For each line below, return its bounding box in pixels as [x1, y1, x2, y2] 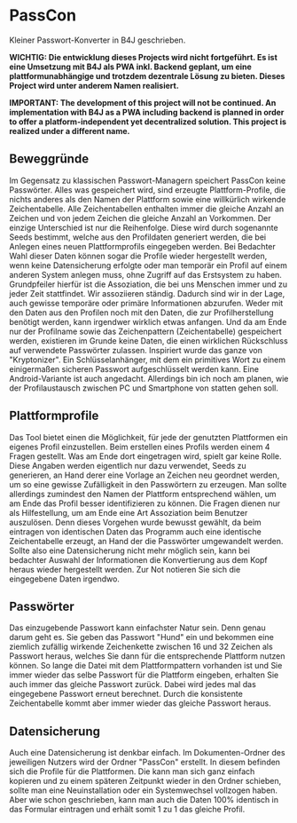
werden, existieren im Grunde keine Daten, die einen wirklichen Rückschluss [9, 335, 288, 346]
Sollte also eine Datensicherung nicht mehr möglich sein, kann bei [9, 545, 251, 556]
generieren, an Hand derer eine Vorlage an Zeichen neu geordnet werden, [9, 470, 280, 480]
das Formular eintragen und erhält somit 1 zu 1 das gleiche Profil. [9, 804, 246, 815]
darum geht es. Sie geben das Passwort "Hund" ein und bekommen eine [9, 632, 275, 643]
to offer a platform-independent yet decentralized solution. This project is [9, 116, 286, 127]
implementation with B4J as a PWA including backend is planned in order [9, 107, 285, 117]
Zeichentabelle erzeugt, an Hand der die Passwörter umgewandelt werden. [9, 535, 284, 546]
